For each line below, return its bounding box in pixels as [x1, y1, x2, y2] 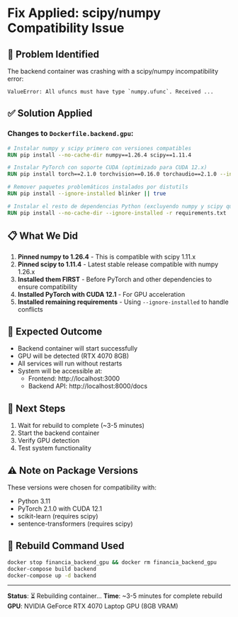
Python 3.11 [17, 497, 51, 505]
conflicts [17, 305, 44, 313]
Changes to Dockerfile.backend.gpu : [7, 129, 134, 139]
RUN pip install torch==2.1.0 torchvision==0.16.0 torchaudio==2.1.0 [7, 171, 217, 178]
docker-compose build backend [7, 565, 97, 572]
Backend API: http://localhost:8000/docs [28, 382, 147, 390]
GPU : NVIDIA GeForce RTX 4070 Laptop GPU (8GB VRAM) [7, 602, 178, 611]
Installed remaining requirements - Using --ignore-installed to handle [17, 298, 229, 306]
